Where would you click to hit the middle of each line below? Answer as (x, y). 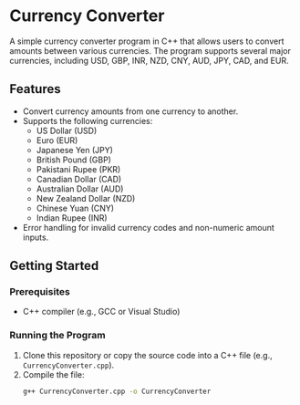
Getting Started (54, 266)
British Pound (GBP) (74, 160)
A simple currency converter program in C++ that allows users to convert (147, 41)
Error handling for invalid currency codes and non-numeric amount (149, 227)
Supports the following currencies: (88, 120)
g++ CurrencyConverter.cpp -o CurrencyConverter (117, 391)
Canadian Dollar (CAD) (79, 179)
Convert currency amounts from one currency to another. (130, 111)
